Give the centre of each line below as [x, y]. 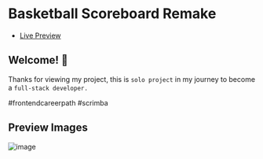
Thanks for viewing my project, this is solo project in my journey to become [132, 79]
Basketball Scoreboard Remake [112, 14]
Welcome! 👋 [38, 60]
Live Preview [40, 35]
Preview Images [48, 128]
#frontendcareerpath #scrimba [58, 102]
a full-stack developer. [48, 87]
